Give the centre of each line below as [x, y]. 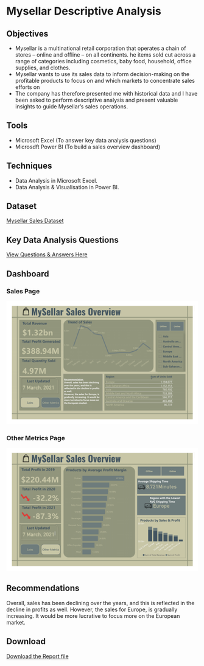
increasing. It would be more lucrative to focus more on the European [93, 615]
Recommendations [43, 588]
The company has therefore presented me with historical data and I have [106, 93]
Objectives [27, 34]
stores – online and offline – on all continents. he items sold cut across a [105, 55]
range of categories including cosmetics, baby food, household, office [103, 61]
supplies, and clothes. [43, 68]
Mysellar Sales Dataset [35, 221]
